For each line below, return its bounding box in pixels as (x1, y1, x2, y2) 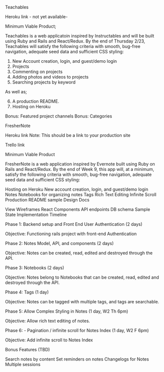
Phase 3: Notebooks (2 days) (5, 265, 65, 271)
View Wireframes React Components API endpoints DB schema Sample (5, 207, 150, 212)
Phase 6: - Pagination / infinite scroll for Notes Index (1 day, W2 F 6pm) (5, 328, 149, 333)
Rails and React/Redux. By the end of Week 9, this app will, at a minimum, (5, 166, 154, 172)
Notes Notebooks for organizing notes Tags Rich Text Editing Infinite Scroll (5, 192, 157, 197)
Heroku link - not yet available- (5, 14, 68, 19)
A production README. (12, 98, 60, 104)
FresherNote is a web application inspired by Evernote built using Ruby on (5, 161, 155, 167)
